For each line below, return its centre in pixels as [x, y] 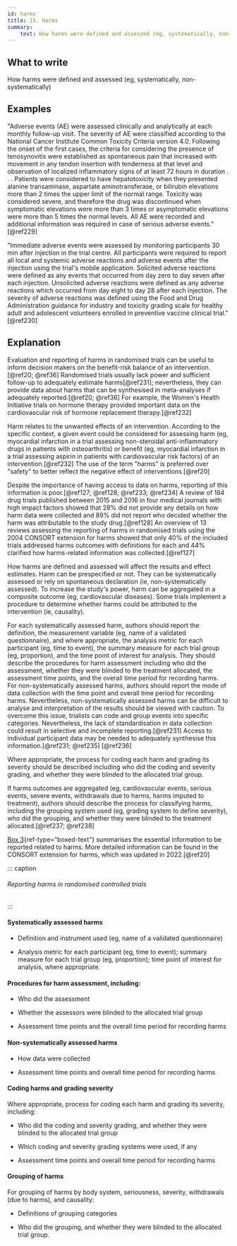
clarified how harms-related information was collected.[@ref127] [101, 552]
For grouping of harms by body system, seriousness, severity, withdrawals [116, 1192]
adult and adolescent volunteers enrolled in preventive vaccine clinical [109, 313]
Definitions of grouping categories [67, 1213]
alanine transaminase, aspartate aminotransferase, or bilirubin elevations [113, 186]
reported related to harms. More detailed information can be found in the [113, 847]
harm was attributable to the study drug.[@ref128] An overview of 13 [107, 522]
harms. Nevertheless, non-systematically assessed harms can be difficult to [118, 700]
